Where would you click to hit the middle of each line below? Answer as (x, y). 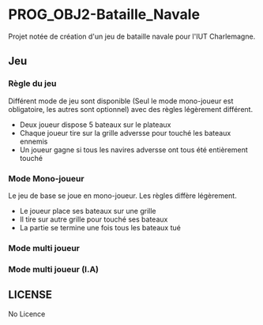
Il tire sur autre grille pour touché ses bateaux (94, 219)
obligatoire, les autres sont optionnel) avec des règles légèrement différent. (131, 109)
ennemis (34, 141)
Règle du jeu (32, 84)
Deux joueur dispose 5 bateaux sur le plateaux (95, 125)
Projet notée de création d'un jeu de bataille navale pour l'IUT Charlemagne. (132, 36)
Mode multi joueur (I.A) (54, 269)
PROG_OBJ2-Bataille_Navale (104, 15)
